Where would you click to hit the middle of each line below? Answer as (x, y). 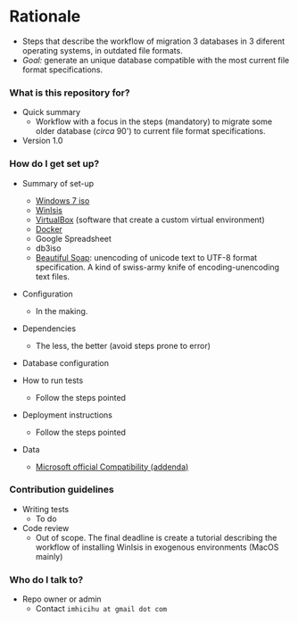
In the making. (62, 311)
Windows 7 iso (62, 200)
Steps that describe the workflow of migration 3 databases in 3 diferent (153, 41)
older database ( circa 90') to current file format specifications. (150, 131)
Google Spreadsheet (73, 238)
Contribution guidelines (62, 490)
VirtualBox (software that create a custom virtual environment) (150, 220)
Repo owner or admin (62, 599)
